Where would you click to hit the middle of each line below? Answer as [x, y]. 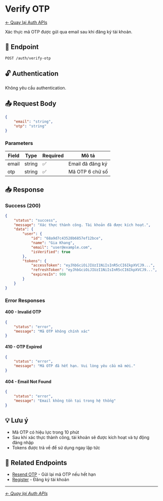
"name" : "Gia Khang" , [53, 243]
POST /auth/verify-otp [28, 58]
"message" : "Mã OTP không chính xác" [52, 331]
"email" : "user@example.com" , [61, 247]
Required [53, 156]
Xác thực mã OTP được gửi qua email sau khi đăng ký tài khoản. [69, 32]
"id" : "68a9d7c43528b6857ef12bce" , [67, 239]
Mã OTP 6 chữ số [88, 172]
